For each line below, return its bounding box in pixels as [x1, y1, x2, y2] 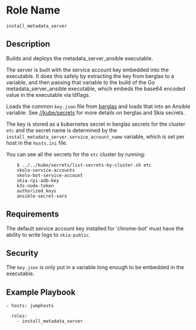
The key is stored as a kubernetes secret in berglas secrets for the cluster [6, 120, 186, 128]
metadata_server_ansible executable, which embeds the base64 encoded [6, 85, 186, 92]
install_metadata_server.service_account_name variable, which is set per [6, 133, 185, 140]
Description [6, 39, 50, 49]
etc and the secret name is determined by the [6, 126, 117, 133]
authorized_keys [17, 188, 57, 194]
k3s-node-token [17, 182, 54, 189]
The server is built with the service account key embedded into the [6, 66, 169, 73]
